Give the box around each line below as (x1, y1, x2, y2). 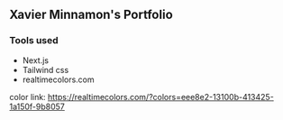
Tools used (9, 34, 59, 47)
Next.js (22, 54, 50, 66)
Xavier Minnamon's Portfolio (9, 7, 173, 23)
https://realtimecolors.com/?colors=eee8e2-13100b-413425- (48, 91, 275, 102)
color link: (9, 91, 47, 102)
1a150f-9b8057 (9, 101, 66, 112)
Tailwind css (22, 64, 69, 75)
